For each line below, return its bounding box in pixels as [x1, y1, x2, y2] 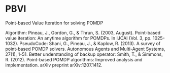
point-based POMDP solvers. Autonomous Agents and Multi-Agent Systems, [5, 46, 165, 52]
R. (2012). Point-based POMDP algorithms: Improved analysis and [5, 56, 143, 62]
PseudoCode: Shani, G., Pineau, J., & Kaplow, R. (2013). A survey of [19, 40, 161, 46]
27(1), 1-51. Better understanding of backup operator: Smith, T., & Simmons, [5, 51, 163, 57]
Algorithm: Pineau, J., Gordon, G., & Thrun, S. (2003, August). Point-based [5, 29, 161, 35]
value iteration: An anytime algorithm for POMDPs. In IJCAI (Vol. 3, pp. [5, 35, 152, 41]
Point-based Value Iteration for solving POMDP [5, 20, 104, 26]
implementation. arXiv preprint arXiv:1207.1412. [5, 62, 103, 68]
